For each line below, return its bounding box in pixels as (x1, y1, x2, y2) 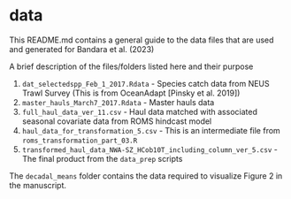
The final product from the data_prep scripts (21, 153, 183, 164)
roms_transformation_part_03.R (21, 136, 138, 145)
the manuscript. (9, 180, 67, 190)
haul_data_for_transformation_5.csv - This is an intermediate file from (21, 125, 280, 135)
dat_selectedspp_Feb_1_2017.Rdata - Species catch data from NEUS (21, 78, 270, 88)
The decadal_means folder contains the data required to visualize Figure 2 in (9, 170, 283, 181)
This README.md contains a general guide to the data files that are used (9, 34, 274, 45)
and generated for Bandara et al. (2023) (9, 43, 155, 54)
